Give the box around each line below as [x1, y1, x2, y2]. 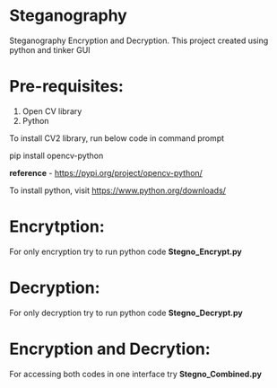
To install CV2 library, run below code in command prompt [9, 132, 225, 144]
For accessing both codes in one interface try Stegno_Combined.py [9, 368, 263, 379]
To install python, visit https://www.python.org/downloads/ [9, 185, 227, 196]
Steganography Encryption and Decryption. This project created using [9, 35, 269, 46]
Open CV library [22, 105, 82, 117]
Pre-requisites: [9, 76, 124, 97]
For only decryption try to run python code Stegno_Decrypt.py [9, 307, 244, 318]
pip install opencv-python [9, 150, 104, 161]
